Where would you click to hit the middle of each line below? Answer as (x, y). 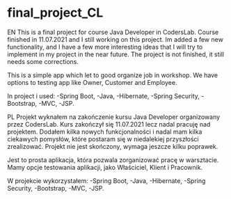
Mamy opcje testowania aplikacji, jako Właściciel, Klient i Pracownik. (105, 167)
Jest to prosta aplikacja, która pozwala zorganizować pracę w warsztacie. (113, 160)
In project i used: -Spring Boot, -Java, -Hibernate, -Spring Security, (104, 96)
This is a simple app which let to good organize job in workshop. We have (112, 75)
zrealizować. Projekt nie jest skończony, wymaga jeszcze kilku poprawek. (113, 146)
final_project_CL (55, 13)
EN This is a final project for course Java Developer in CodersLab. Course (113, 32)
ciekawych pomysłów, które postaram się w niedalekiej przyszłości (103, 139)
